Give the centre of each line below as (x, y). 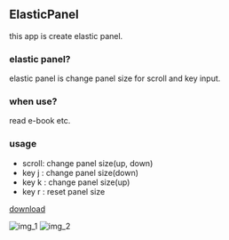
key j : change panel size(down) (80, 172)
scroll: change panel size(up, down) (87, 163)
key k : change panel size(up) (76, 182)
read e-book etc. (40, 121)
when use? (33, 101)
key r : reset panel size (63, 191)
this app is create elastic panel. (66, 36)
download (28, 209)
